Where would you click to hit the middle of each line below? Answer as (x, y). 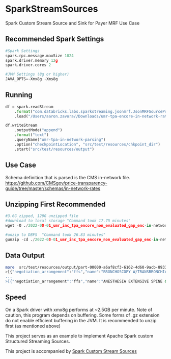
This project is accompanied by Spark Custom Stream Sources (71, 351)
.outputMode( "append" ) (38, 130)
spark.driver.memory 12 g (32, 60)
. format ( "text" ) (32, 135)
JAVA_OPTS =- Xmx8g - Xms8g (32, 79)
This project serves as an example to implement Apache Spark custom (79, 336)
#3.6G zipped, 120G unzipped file (42, 216)
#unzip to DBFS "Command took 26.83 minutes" (55, 235)
